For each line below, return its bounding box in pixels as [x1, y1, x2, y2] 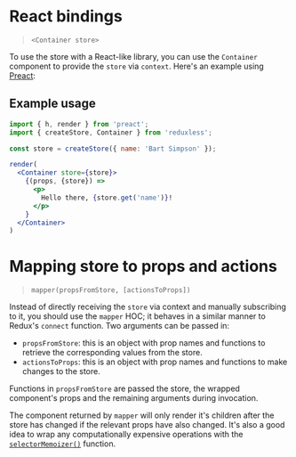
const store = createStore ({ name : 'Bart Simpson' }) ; [9, 144, 217, 153]
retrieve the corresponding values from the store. [21, 347, 203, 358]
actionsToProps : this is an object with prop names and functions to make [21, 356, 288, 367]
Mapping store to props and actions [9, 257, 277, 277]
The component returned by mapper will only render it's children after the [9, 410, 275, 420]
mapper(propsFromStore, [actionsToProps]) [30, 286, 191, 295]
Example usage [9, 96, 96, 111]
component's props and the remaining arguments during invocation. [9, 393, 259, 404]
